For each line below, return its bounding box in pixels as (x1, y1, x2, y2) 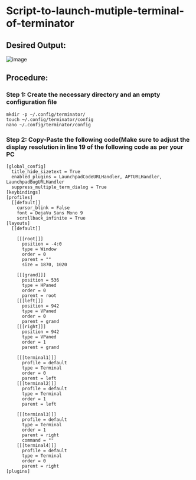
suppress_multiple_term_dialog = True (11, 184, 107, 190)
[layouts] (6, 220, 31, 226)
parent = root (21, 292, 57, 299)
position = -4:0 (21, 241, 62, 247)
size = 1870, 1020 (21, 262, 67, 267)
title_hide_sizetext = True (11, 168, 81, 175)
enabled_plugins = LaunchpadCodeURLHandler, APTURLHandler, (11, 174, 162, 179)
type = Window (21, 246, 57, 252)
